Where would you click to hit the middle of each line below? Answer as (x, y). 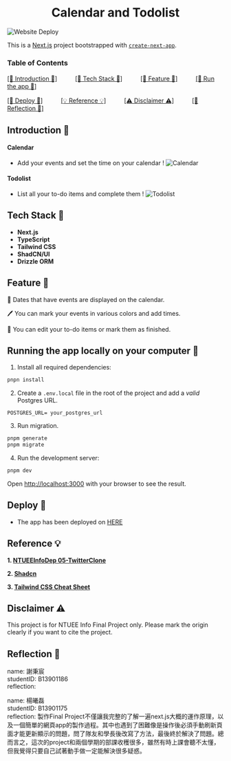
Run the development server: (58, 458)
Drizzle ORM (35, 261)
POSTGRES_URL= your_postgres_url (55, 413)
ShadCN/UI (33, 254)
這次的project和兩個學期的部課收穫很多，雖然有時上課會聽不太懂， (125, 742)
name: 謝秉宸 (26, 672)
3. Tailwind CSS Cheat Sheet (49, 587)
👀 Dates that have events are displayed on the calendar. (86, 299)
